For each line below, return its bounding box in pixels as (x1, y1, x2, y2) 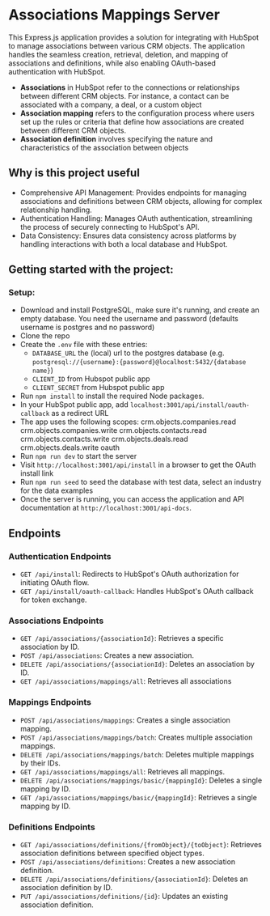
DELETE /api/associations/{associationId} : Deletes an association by (19, 659, 255, 669)
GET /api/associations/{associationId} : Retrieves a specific (19, 634, 224, 643)
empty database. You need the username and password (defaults (19, 314, 238, 324)
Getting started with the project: (8, 263, 174, 277)
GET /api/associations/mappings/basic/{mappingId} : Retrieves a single (19, 792, 257, 802)
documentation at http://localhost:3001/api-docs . (19, 503, 192, 513)
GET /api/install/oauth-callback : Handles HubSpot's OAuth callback (19, 587, 254, 596)
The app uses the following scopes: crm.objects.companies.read (19, 417, 237, 426)
